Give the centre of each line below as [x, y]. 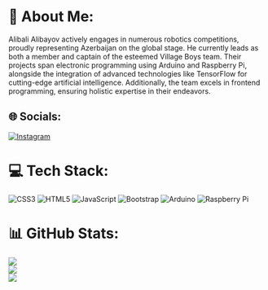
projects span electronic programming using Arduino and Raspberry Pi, [127, 65]
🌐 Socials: [35, 117]
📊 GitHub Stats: [64, 233]
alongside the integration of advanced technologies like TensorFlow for [128, 73]
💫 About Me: [51, 17]
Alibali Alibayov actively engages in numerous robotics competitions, [124, 39]
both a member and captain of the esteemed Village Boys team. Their [125, 56]
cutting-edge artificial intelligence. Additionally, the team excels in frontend [134, 82]
